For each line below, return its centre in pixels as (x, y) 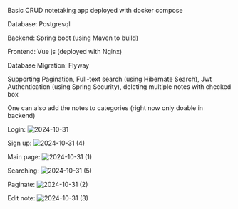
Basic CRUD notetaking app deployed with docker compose (95, 10)
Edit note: (21, 198)
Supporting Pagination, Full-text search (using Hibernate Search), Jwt (110, 79)
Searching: (23, 171)
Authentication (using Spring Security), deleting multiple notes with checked (119, 87)
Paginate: (21, 184)
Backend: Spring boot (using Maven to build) (73, 38)
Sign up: (20, 143)
